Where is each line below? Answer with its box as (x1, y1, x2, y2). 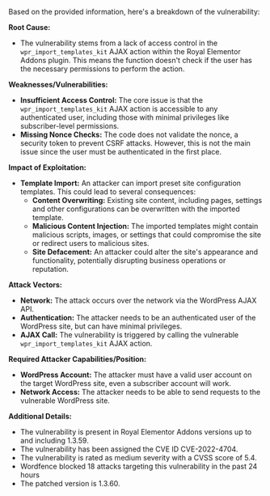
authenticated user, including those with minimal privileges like (19, 112, 230, 122)
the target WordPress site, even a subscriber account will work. (19, 379, 232, 388)
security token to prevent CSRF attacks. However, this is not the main (19, 138, 251, 148)
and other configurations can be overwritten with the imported (32, 204, 240, 214)
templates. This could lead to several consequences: (19, 187, 196, 197)
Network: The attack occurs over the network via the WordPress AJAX (19, 295, 257, 305)
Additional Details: (8, 412, 72, 421)
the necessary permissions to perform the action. (19, 64, 185, 74)
